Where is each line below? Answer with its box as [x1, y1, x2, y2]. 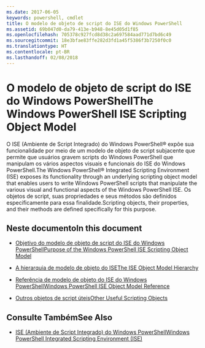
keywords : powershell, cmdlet [6, 15, 84, 21]
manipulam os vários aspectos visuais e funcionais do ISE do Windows [6, 160, 186, 167]
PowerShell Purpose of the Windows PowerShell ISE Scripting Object [15, 246, 188, 253]
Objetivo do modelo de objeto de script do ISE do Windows [15, 240, 165, 247]
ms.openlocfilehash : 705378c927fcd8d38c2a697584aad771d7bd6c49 [6, 32, 172, 38]
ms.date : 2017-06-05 [6, 9, 60, 15]
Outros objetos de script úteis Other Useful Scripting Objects [15, 295, 168, 302]
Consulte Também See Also [6, 312, 112, 322]
